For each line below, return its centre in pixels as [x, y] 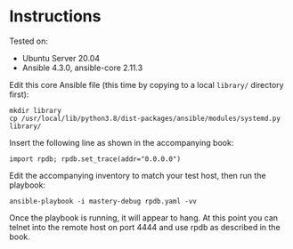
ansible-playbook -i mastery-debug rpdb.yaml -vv [103, 201]
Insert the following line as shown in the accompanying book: [122, 142]
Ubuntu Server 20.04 [61, 58]
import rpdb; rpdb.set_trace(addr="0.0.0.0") [95, 159]
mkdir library [36, 110]
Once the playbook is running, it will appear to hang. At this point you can [144, 217]
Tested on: [29, 41]
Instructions [55, 16]
